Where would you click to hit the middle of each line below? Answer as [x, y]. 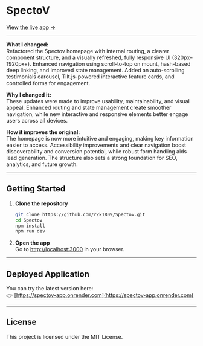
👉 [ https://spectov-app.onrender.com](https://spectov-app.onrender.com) [100, 295]
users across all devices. [37, 120]
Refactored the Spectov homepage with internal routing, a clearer [88, 51]
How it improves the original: [43, 132]
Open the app [32, 243]
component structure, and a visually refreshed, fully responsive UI [89, 57]
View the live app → [31, 27]
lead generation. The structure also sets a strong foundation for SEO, [92, 158]
